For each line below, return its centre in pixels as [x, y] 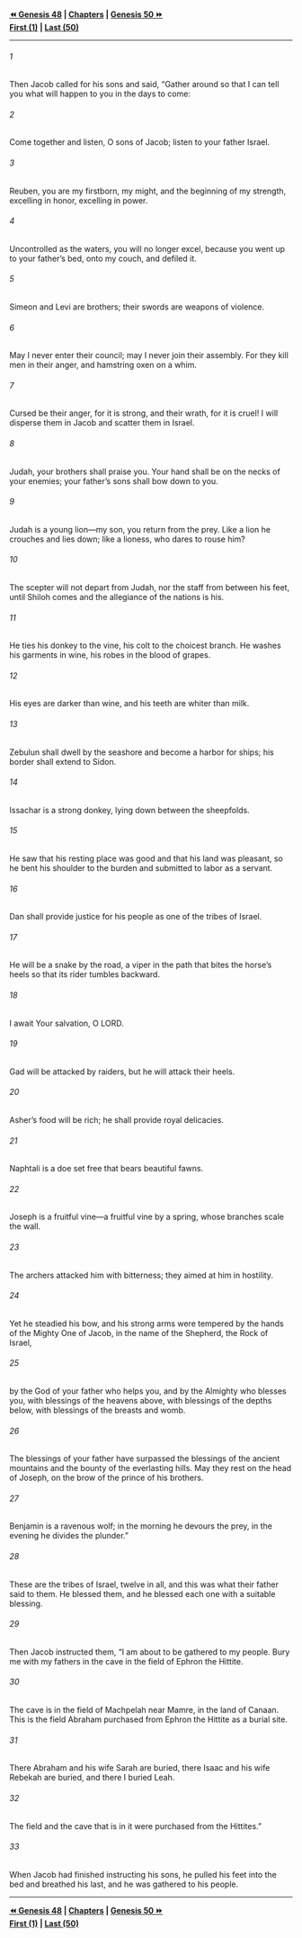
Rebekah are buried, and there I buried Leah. [92, 1778]
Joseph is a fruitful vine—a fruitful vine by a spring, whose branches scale [147, 1217]
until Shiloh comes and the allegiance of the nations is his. [117, 597]
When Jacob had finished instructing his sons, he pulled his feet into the [143, 1874]
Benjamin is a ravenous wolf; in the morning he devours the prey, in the [141, 1526]
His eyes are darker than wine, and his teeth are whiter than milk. [129, 704]
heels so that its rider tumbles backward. [84, 974]
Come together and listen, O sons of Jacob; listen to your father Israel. [140, 142]
